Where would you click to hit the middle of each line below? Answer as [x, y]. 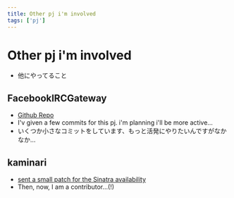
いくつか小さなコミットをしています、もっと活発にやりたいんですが [116, 131]
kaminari [27, 162]
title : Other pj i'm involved [52, 14]
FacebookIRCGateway [57, 98]
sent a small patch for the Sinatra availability [82, 180]
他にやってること [42, 75]
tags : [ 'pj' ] [26, 20]
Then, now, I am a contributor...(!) [66, 187]
